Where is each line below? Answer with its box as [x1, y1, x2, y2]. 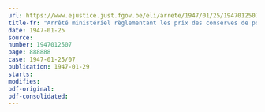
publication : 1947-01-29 [8, 63, 90, 71]
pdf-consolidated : [8, 92, 69, 100]
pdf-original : [8, 84, 55, 93]
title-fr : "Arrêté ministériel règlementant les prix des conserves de [8, 19, 248, 27]
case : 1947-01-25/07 [8, 56, 77, 64]
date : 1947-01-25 [8, 26, 65, 34]
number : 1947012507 [8, 41, 73, 49]
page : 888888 [8, 48, 51, 56]
